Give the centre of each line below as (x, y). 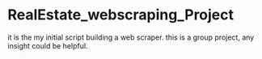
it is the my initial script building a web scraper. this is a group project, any (131, 37)
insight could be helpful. (48, 45)
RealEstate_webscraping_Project (121, 15)
